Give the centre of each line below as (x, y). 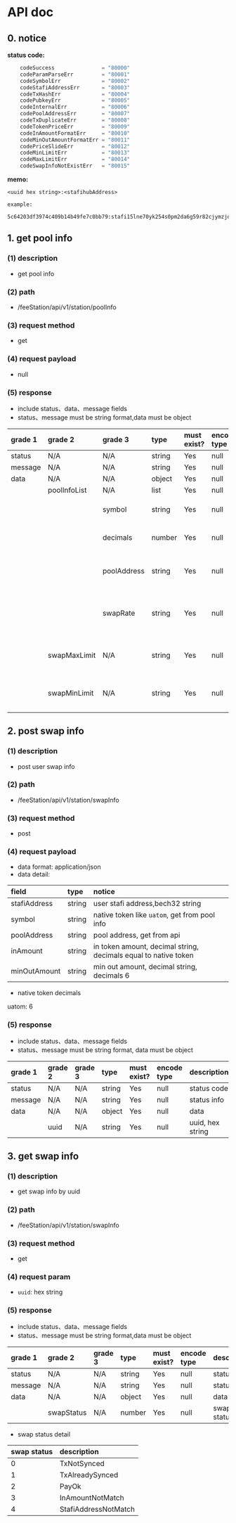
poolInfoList (67, 490)
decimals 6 (112, 976)
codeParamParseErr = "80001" (75, 74)
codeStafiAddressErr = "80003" (75, 88)
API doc (31, 12)
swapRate (119, 613)
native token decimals (49, 993)
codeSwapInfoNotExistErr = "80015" (75, 166)
